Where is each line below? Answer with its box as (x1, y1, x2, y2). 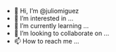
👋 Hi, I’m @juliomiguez (13, 7, 79, 15)
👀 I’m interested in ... (13, 14, 74, 22)
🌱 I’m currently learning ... (13, 22, 89, 30)
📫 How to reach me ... (13, 37, 79, 45)
